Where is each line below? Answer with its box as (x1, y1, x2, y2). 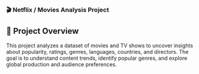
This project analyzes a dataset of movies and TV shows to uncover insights (6, 41, 194, 49)
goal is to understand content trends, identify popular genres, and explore (6, 54, 188, 62)
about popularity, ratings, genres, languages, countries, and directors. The (6, 48, 189, 55)
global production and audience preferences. (6, 60, 117, 67)
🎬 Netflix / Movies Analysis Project (6, 5, 109, 14)
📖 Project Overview (6, 26, 79, 36)
